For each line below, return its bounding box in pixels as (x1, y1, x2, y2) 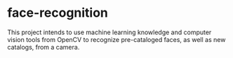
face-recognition (7, 5, 109, 21)
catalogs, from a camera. (7, 43, 80, 51)
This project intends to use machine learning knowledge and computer (7, 28, 212, 36)
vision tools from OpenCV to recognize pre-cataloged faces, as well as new (7, 35, 226, 43)
